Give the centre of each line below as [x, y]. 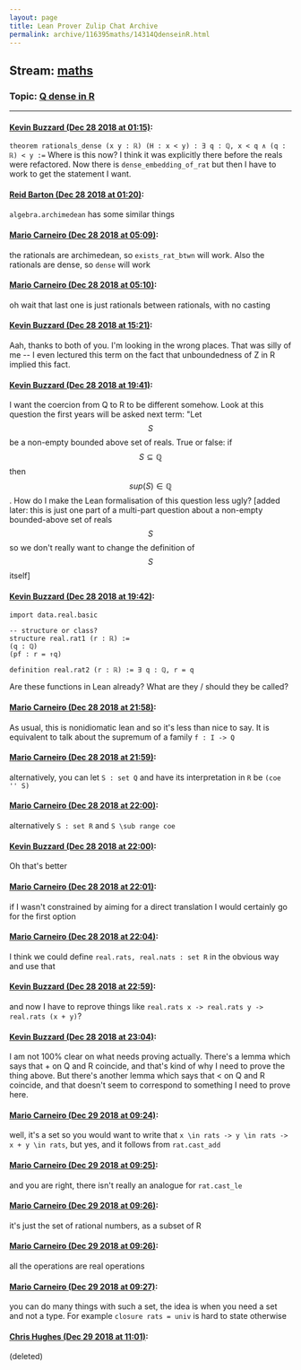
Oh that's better [38, 866]
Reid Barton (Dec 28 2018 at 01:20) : [77, 195]
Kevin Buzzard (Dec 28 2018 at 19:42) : [82, 596]
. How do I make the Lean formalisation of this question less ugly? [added [145, 501]
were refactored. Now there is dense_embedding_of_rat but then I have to [143, 165]
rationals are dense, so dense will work [80, 264]
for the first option [43, 916]
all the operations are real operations [77, 1266]
